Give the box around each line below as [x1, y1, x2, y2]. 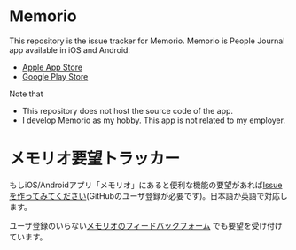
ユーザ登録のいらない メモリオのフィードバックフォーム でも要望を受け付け [9, 220, 283, 231]
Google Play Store [21, 71, 89, 81]
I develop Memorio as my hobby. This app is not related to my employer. [21, 115, 286, 125]
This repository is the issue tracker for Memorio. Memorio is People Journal [9, 35, 285, 46]
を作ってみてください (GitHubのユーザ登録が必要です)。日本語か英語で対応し [9, 190, 288, 201]
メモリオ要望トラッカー [9, 148, 181, 169]
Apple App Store [21, 62, 82, 72]
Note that [9, 88, 43, 99]
